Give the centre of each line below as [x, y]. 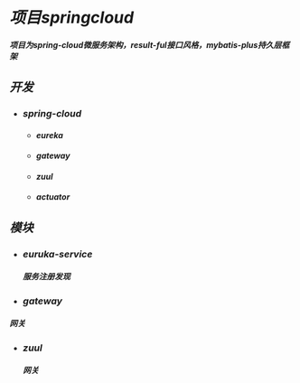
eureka [49, 135]
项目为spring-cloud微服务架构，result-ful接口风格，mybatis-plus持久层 [145, 44]
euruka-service [57, 254]
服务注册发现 [46, 276]
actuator [53, 197]
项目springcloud [71, 18]
